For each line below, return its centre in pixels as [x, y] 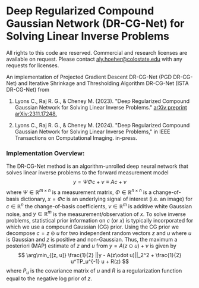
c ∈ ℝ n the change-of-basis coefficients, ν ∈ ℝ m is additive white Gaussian [99, 205]
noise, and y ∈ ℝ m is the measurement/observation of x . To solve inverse [96, 214]
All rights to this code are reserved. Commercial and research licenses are [97, 52]
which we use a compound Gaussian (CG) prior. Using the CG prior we [93, 227]
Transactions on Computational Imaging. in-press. [76, 137]
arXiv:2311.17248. [36, 114]
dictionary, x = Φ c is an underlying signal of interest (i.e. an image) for [107, 199]
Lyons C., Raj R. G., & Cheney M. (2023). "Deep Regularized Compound [102, 101]
